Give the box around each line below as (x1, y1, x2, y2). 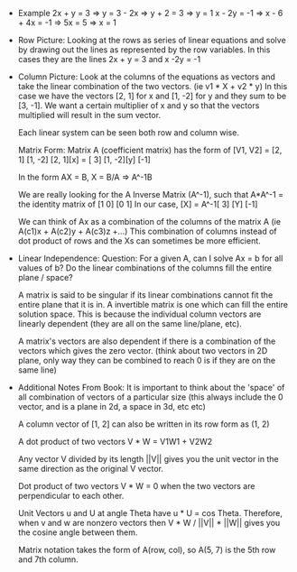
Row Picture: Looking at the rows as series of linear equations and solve (17, 35, 286, 45)
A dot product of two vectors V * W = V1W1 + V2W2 (17, 437, 213, 447)
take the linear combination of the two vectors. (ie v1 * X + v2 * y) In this (17, 81, 288, 91)
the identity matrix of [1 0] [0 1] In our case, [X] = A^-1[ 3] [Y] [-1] (17, 198, 258, 209)
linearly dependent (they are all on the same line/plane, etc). (17, 318, 242, 328)
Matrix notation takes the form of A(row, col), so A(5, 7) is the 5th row (17, 545, 276, 555)
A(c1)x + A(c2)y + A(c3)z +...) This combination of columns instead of (17, 226, 277, 236)
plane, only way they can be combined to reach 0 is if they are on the (17, 355, 276, 365)
